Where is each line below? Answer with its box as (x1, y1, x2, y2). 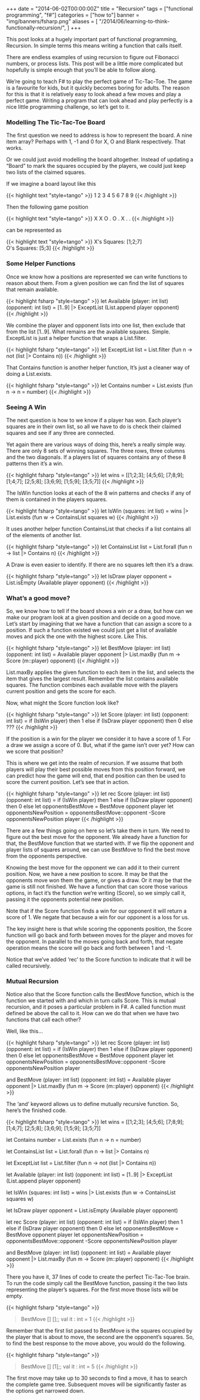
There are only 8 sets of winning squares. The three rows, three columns (6, 447, 185, 454)
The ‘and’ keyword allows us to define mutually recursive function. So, (6, 1101, 179, 1108)
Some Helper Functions (6, 259, 76, 268)
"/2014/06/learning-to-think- (99, 18, 170, 24)
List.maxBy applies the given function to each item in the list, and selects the (6, 669, 195, 676)
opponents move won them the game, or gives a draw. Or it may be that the (6, 877, 192, 884)
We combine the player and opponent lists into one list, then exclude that (6, 321, 186, 329)
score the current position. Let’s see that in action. (6, 779, 130, 786)
